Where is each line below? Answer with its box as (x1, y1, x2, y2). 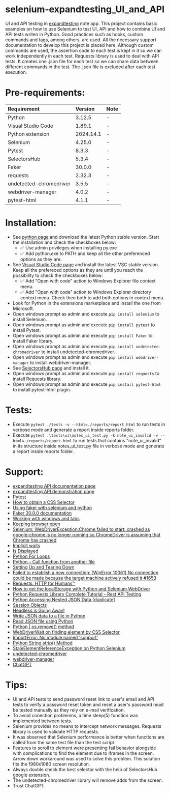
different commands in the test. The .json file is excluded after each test (5, 64, 156, 70)
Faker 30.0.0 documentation (12, 510, 72, 516)
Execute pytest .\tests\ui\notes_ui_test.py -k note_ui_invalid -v (12, 432, 158, 438)
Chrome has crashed (12, 537, 57, 543)
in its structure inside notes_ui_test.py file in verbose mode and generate (12, 443, 165, 449)
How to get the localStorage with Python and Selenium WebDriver (12, 585, 151, 591)
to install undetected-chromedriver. (41, 349, 115, 355)
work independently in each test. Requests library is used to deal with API (5, 52, 159, 59)
